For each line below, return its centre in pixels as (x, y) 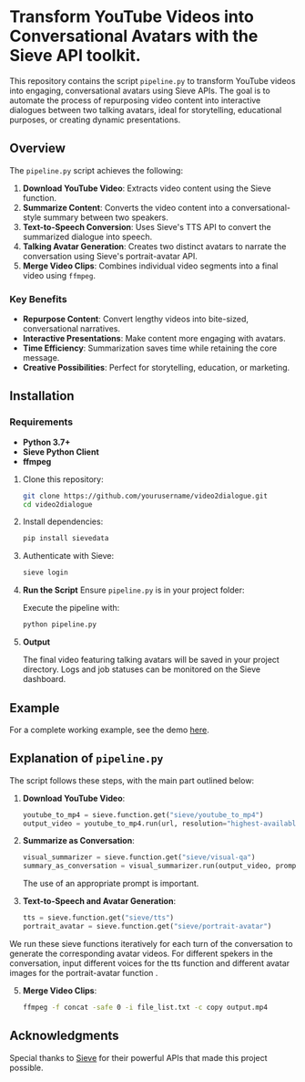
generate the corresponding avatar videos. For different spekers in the (141, 953)
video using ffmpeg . (59, 275)
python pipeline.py (60, 625)
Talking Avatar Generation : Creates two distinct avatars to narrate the (154, 246)
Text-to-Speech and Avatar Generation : (99, 901)
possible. (26, 1067)
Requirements (41, 422)
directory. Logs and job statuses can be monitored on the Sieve (142, 669)
